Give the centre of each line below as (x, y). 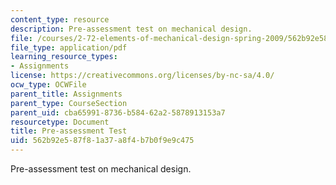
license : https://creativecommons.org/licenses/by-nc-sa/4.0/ (142, 76)
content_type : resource (60, 19)
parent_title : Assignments (66, 94)
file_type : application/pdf (69, 47)
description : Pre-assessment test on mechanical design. (131, 29)
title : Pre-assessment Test (69, 131)
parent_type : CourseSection (69, 103)
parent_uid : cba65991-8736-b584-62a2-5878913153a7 (118, 112)
